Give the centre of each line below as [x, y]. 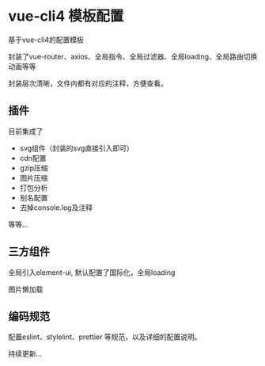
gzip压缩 [34, 168]
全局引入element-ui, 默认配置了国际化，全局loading [92, 272]
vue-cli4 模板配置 [66, 16]
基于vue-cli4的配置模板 [46, 40]
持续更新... [25, 354]
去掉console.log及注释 [56, 208]
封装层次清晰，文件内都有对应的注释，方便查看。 [88, 83]
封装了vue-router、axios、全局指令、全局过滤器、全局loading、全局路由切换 [133, 56]
